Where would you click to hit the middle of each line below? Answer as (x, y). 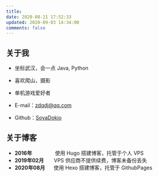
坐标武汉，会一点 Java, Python (51, 68)
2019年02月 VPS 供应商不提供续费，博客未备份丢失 (81, 160)
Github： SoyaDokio (38, 118)
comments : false (26, 28)
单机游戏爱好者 (32, 93)
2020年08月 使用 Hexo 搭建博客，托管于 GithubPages (83, 168)
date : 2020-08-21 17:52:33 (39, 17)
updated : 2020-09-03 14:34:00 (43, 22)
